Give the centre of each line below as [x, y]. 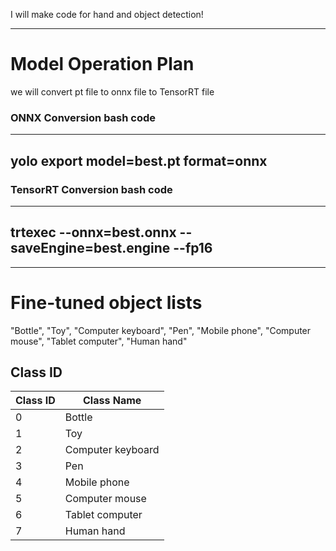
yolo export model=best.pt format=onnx [139, 160]
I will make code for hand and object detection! [107, 14]
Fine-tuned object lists [106, 302]
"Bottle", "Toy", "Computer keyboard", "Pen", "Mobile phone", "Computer [161, 330]
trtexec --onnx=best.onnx [93, 232]
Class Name [112, 401]
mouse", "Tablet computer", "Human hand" [99, 341]
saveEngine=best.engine [90, 248]
